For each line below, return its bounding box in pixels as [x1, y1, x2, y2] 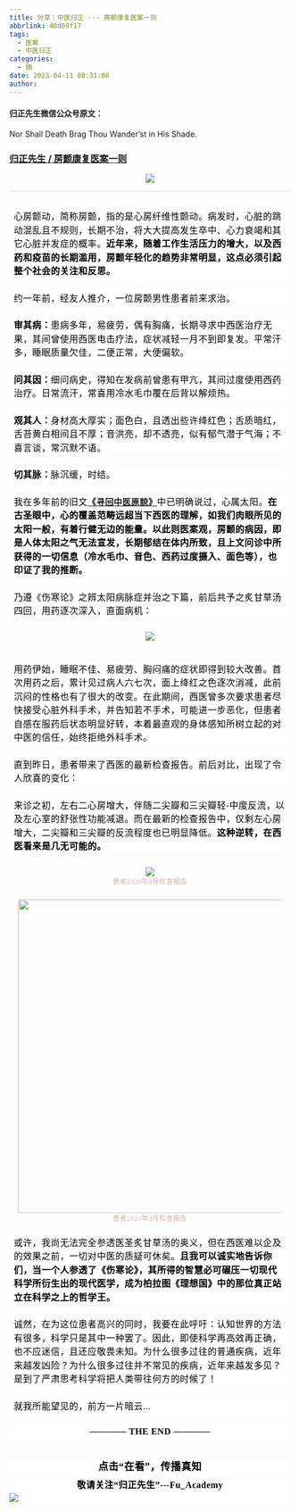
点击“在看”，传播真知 [97, 1461, 203, 1474]
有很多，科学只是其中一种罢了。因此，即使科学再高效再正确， [13, 1333, 282, 1343]
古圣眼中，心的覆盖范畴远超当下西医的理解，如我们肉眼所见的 [13, 511, 282, 521]
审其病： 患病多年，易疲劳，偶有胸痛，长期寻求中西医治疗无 [13, 320, 273, 331]
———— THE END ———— [88, 1426, 212, 1437]
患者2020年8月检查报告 [112, 876, 187, 886]
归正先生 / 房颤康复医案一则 [9, 153, 128, 165]
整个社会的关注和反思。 [13, 266, 116, 277]
